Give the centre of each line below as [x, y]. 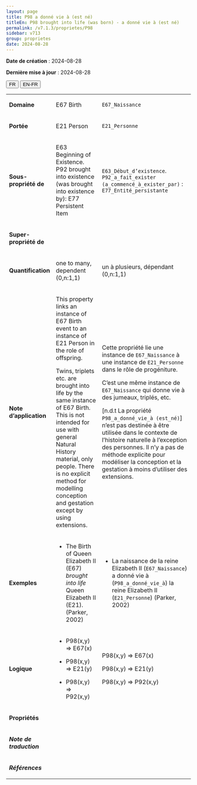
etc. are [66, 378]
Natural [66, 444]
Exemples [23, 583]
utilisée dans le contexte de [140, 432]
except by [69, 510]
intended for [72, 422]
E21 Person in [75, 343]
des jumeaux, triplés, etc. [136, 397]
